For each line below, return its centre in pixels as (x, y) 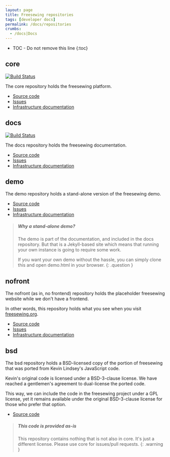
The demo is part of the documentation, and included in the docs (86, 239)
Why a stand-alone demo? (46, 226)
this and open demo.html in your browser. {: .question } (75, 265)
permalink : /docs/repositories (38, 24)
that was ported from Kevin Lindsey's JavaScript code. (63, 368)
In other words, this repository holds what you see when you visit (73, 309)
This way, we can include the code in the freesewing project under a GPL (82, 394)
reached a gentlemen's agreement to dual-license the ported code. (76, 384)
